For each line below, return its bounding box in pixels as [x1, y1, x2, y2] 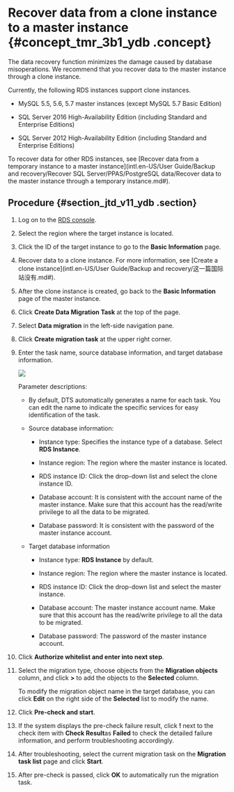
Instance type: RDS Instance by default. [38, 555, 154, 564]
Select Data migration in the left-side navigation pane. [17, 321, 175, 329]
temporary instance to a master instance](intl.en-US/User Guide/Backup [8, 162, 215, 170]
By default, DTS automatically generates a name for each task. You [28, 396, 221, 404]
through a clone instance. [8, 72, 81, 81]
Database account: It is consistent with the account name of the [38, 492, 222, 501]
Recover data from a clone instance [8, 5, 218, 21]
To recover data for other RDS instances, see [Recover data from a [8, 155, 199, 163]
